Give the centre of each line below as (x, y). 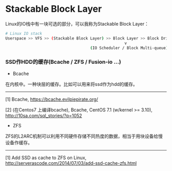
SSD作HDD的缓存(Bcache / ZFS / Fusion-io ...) (63, 62)
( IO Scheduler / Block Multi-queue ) (129, 48)
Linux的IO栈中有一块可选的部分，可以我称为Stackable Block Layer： (77, 24)
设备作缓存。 (19, 142)
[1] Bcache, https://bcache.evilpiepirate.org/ (52, 99)
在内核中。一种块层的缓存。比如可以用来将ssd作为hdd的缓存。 (71, 84)
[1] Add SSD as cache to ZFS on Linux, (46, 158)
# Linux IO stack (24, 33)
